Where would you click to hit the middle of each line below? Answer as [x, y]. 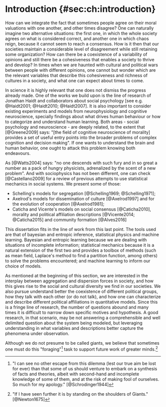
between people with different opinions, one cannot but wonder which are [81, 70]
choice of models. [23, 266]
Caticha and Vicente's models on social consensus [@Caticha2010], [82, 209]
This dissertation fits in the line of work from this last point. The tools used [81, 229]
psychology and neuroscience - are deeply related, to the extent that [75, 127]
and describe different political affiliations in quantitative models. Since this [82, 302]
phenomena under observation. [37, 333]
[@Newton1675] [29, 399]
